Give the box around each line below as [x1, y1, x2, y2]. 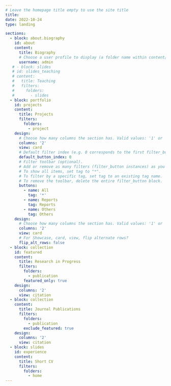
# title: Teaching [12, 79, 56, 84]
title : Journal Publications [18, 307, 81, 312]
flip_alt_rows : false [18, 240, 65, 245]
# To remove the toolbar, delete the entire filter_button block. [18, 178, 163, 184]
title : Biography [18, 50, 56, 55]
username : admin [18, 59, 53, 64]
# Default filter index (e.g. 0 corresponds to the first [18, 150, 145, 155]
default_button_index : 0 [18, 154, 72, 160]
